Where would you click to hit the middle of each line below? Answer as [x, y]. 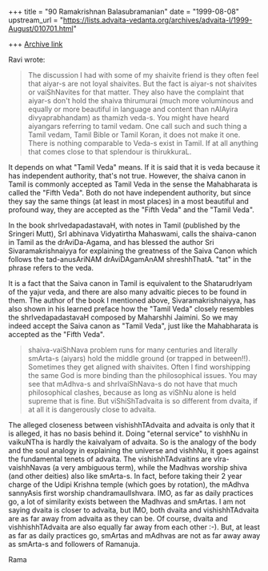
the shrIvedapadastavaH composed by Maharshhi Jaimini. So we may [123, 317]
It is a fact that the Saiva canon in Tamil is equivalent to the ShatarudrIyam [130, 283]
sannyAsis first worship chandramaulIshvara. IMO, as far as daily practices [131, 493]
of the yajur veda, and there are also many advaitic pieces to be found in [128, 292]
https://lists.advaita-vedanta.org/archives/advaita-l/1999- [158, 20]
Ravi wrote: [27, 60]
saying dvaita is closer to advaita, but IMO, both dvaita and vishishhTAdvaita [134, 510]
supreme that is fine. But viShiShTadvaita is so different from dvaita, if [143, 401]
